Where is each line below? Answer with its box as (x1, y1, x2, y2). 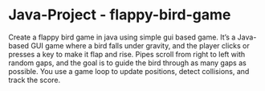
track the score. (8, 75, 61, 85)
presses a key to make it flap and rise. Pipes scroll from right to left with (8, 49, 246, 59)
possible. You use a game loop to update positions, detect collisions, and (8, 66, 250, 76)
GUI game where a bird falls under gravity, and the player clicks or (31, 40, 251, 50)
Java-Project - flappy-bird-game (8, 6, 231, 24)
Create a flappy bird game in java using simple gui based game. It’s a (8, 32, 236, 42)
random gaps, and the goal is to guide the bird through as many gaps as (8, 58, 247, 68)
